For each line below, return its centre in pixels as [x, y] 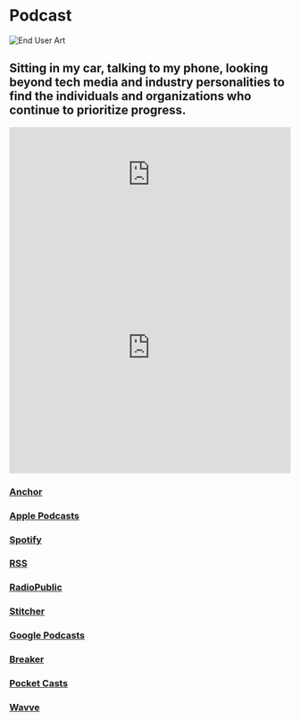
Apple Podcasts [45, 516]
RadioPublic [36, 588]
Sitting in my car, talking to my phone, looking [139, 68]
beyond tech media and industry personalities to [147, 83]
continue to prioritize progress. [98, 110]
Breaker [27, 659]
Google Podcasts [47, 635]
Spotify [25, 540]
